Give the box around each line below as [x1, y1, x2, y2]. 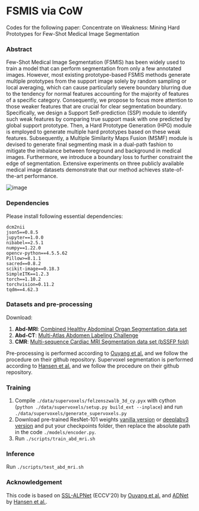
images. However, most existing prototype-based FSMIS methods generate [6, 71, 191, 79]
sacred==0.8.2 [6, 260, 42, 266]
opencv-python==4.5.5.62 [6, 250, 68, 256]
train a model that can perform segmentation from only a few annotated [6, 65, 182, 72]
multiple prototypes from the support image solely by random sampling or [6, 77, 187, 85]
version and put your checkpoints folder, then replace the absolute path [14, 422, 191, 429]
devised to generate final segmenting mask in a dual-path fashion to [6, 141, 173, 148]
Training [6, 383, 31, 391]
